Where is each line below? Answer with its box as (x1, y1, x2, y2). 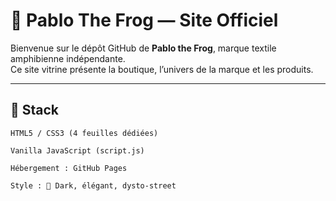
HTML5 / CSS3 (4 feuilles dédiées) (10, 128, 159, 138)
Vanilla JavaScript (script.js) (10, 145, 145, 156)
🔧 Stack (10, 102, 60, 119)
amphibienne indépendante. (10, 52, 126, 64)
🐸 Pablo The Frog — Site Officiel (10, 9, 279, 32)
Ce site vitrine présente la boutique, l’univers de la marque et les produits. (10, 63, 314, 75)
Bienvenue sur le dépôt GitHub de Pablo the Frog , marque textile (10, 42, 277, 54)
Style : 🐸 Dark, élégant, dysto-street (10, 180, 177, 191)
